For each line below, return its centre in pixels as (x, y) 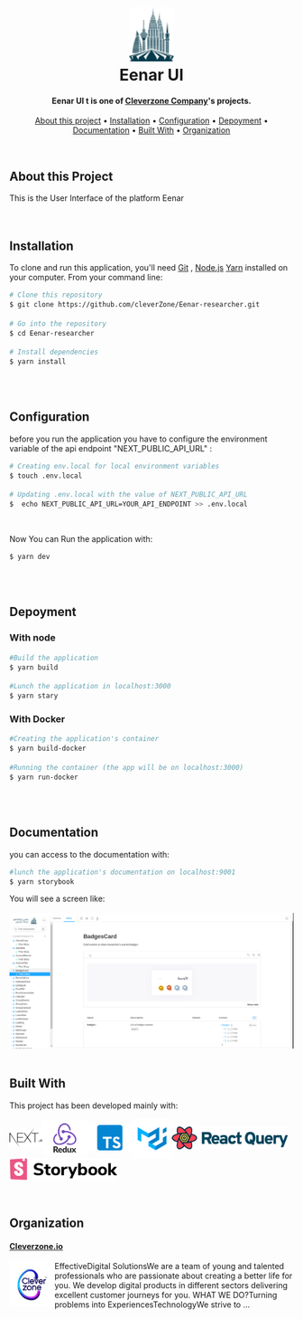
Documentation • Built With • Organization (151, 130)
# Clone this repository (56, 295)
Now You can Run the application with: (81, 539)
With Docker (37, 719)
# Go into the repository (58, 323)
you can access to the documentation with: (89, 854)
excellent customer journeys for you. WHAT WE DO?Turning (166, 1295)
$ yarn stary (34, 696)
